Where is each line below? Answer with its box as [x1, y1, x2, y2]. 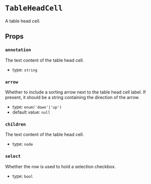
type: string [12, 67, 38, 73]
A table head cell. [5, 18, 41, 24]
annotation [5, 47, 31, 53]
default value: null [12, 109, 50, 115]
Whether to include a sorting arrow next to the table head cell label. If [5, 89, 146, 95]
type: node [12, 141, 33, 147]
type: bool [12, 173, 33, 179]
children [5, 121, 26, 127]
